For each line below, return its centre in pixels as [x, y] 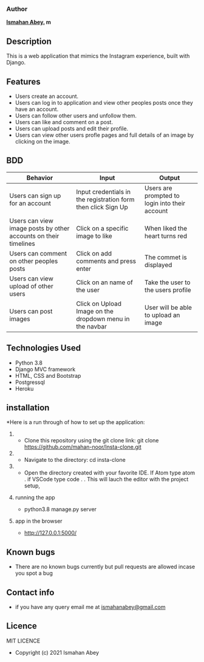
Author [17, 9]
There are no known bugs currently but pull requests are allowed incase [105, 567]
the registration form [105, 199]
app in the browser [39, 521]
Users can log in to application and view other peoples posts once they [104, 102]
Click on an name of [104, 282]
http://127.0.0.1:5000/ [50, 533]
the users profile [168, 290]
